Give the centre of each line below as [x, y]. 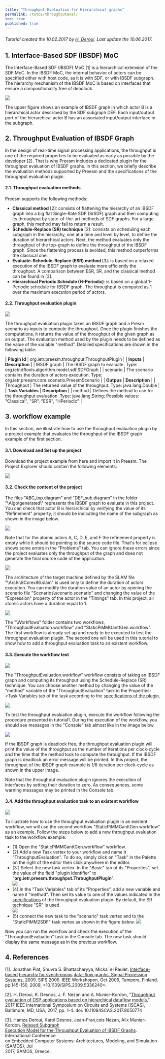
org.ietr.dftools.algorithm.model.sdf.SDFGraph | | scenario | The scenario [79, 370]
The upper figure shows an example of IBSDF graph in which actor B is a [79, 107]
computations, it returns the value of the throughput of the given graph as [80, 334]
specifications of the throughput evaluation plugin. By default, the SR [82, 899]
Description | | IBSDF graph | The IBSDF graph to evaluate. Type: [71, 365]
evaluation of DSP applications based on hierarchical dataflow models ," [78, 1000]
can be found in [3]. [32, 276]
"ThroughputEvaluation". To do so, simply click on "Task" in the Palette [84, 857]
